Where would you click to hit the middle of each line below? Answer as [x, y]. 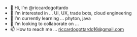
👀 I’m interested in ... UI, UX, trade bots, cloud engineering [71, 13]
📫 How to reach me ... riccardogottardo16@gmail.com [67, 29]
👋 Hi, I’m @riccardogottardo [39, 8]
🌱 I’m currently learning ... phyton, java [50, 18]
